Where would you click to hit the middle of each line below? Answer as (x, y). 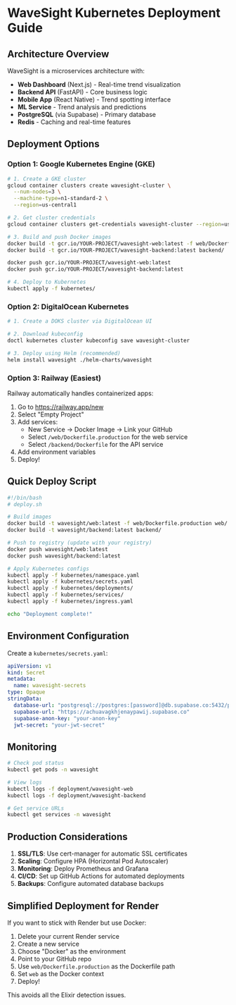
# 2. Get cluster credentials (52, 218)
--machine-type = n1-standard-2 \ (61, 199)
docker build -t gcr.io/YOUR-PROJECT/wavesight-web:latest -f (100, 243)
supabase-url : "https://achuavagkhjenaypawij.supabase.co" (102, 712)
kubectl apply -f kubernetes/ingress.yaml (70, 602)
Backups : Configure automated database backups (91, 884)
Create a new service (48, 944)
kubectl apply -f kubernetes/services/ (66, 595)
